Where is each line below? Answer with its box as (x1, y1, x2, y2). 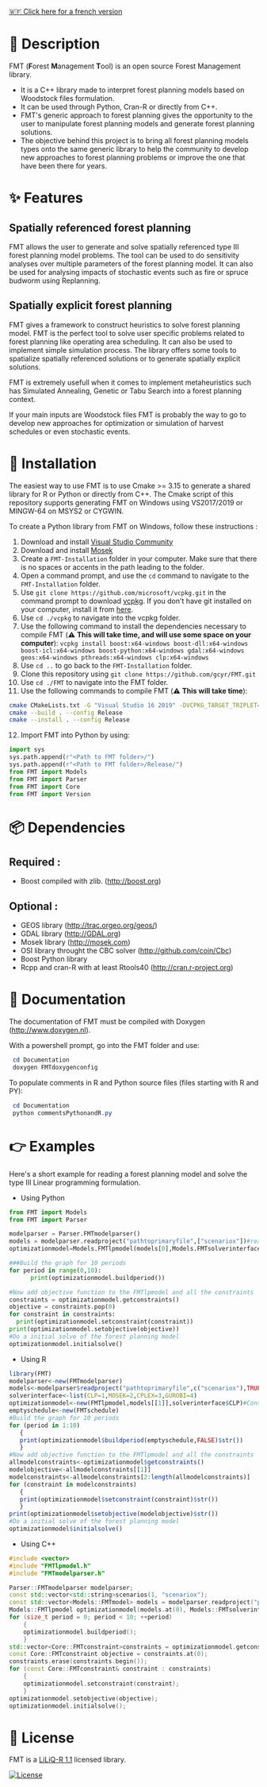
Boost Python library (20, 954, 88, 964)
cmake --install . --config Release (9, 716, 130, 724)
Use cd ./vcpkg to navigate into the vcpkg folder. (20, 613, 181, 622)
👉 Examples (9, 1137, 96, 1155)
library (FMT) (9, 1370, 52, 1378)
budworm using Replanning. (9, 276, 101, 285)
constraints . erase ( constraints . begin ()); (9, 1657, 148, 1665)
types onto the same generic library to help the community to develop (20, 144, 249, 153)
